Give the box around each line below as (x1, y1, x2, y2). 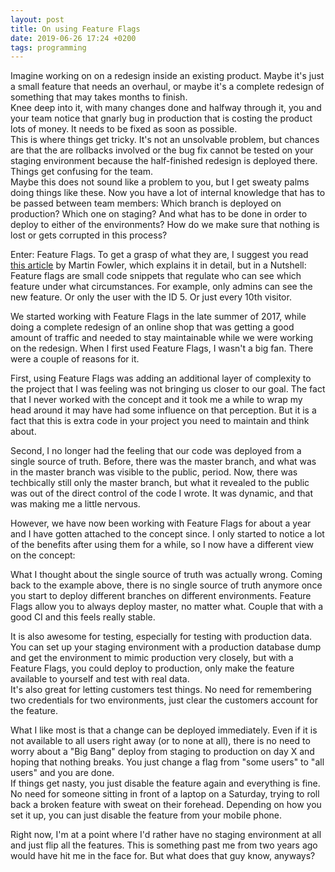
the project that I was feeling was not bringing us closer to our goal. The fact (10, 383, 326, 395)
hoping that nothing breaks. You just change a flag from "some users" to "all (10, 756, 325, 768)
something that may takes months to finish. (10, 91, 188, 103)
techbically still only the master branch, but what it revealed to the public (10, 477, 310, 489)
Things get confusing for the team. (10, 166, 154, 178)
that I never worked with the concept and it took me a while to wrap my (10, 394, 303, 406)
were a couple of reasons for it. (10, 353, 140, 365)
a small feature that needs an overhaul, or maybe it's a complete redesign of (10, 81, 325, 93)
